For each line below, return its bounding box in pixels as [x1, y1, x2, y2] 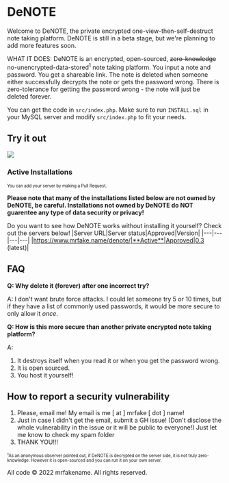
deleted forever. [7, 92, 52, 100]
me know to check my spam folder [16, 431, 115, 439]
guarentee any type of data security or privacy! [7, 208, 145, 216]
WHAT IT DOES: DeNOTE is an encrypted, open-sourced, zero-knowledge [7, 54, 217, 62]
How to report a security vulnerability [7, 391, 170, 402]
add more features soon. [7, 41, 77, 49]
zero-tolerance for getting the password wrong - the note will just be [7, 85, 200, 93]
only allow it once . [7, 309, 58, 317]
